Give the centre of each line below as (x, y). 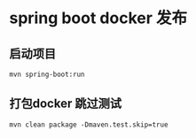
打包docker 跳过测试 (66, 104)
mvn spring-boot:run (47, 74)
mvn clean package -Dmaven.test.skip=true (89, 125)
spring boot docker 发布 (98, 18)
